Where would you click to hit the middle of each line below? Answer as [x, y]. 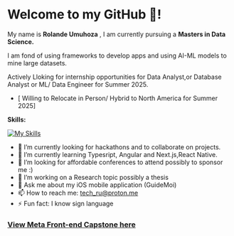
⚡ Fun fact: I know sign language [65, 203]
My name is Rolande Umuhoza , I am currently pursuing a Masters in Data [117, 34]
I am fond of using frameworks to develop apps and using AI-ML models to [117, 55]
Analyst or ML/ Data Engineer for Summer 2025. [78, 84]
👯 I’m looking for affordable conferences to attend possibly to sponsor [120, 162]
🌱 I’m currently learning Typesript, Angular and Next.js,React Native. [118, 154]
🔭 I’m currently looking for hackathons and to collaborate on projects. [119, 147]
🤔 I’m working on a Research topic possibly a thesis [93, 177]
